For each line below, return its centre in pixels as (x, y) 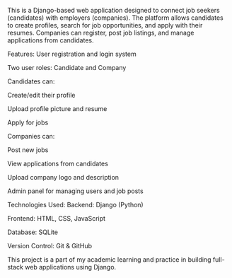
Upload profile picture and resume (57, 109)
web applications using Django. (70, 267)
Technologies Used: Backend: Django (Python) (75, 205)
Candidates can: (31, 81)
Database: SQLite (33, 232)
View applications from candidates (58, 163)
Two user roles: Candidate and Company (67, 68)
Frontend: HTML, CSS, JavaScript (57, 218)
